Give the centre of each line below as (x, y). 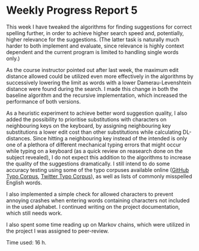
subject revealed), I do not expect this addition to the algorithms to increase (99, 157)
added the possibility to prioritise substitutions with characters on (86, 119)
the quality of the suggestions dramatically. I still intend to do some (88, 164)
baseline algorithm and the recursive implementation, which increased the (97, 95)
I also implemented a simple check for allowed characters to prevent (90, 194)
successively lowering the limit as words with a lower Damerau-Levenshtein (99, 82)
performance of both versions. (44, 101)
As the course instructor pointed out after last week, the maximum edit (92, 70)
